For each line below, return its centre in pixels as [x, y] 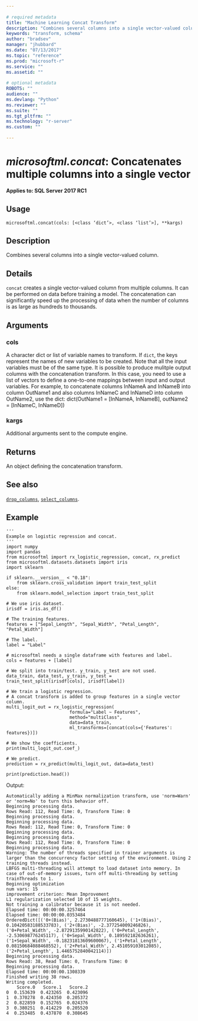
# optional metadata [32, 83]
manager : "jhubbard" [32, 45]
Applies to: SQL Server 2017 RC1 [47, 190]
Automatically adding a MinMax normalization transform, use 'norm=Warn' [99, 796]
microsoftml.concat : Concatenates [94, 162]
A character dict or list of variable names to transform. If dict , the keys [92, 355]
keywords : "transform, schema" [44, 34]
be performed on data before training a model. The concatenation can [91, 294]
